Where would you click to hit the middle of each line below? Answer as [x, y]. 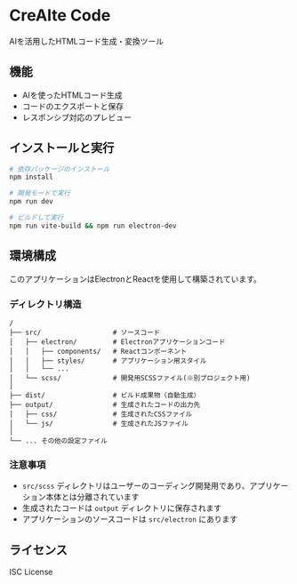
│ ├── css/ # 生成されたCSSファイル [101, 414]
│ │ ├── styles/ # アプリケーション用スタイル [108, 361]
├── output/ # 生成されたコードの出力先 [105, 404]
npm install [31, 177]
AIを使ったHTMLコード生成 [72, 95]
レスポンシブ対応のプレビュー [76, 117]
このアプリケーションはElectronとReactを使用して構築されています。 [136, 279]
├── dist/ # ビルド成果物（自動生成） [105, 395]
